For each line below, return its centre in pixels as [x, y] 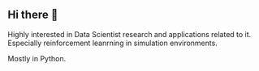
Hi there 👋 [33, 15]
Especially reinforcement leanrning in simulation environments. [113, 43]
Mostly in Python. [37, 58]
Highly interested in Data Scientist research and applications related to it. [129, 34]
